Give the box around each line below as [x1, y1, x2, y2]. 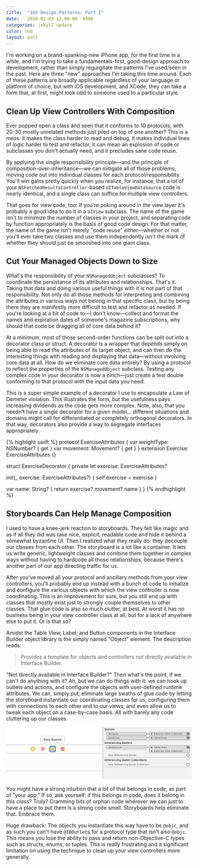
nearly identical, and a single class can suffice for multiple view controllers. [6, 190, 189, 197]
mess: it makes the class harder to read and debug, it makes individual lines [6, 134, 190, 141]
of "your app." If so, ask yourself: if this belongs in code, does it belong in [6, 791, 184, 799]
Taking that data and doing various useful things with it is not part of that [6, 285, 183, 292]
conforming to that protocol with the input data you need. [6, 377, 146, 384]
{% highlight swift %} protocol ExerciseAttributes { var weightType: [6, 438, 169, 445]
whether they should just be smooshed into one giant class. [6, 239, 151, 246]
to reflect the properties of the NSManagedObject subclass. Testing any [6, 365, 174, 372]
